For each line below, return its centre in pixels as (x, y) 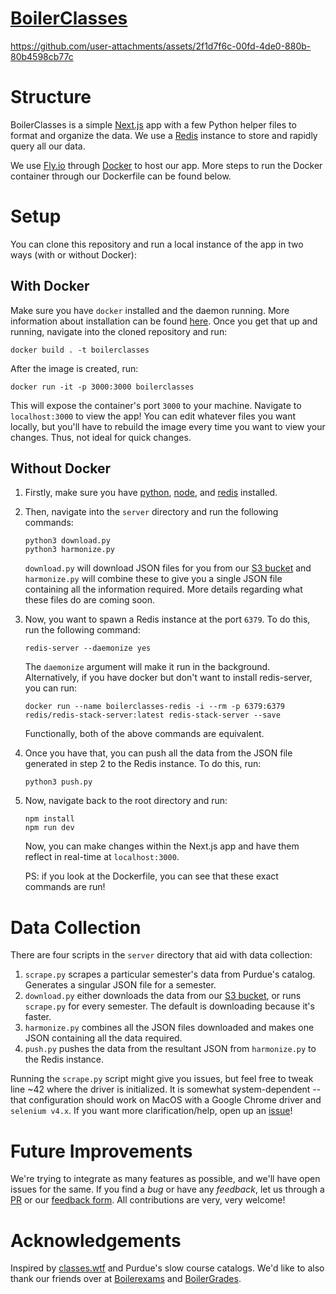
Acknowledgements (96, 1240)
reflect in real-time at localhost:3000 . (102, 857)
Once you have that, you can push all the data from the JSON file (158, 753)
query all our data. (48, 146)
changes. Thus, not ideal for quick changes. (101, 437)
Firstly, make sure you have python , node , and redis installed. (151, 493)
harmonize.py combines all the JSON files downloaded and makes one (169, 1028)
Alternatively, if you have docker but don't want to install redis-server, (168, 678)
